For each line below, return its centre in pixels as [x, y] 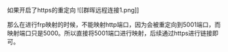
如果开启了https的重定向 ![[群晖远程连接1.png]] [73, 10]
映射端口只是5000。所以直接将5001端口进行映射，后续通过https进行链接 [110, 33]
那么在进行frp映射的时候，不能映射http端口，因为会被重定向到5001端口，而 [114, 25]
